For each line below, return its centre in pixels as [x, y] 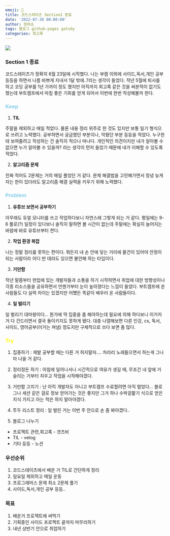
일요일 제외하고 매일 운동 [37, 476]
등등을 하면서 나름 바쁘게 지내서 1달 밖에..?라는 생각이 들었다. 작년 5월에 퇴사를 [83, 80]
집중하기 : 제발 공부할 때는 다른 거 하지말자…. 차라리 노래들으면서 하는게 [83, 352]
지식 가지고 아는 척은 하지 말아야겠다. [49, 400]
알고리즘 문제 [26, 164]
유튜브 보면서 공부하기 [34, 207]
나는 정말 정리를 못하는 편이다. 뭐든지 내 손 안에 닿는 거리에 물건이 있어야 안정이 [84, 252]
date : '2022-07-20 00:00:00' [36, 19]
